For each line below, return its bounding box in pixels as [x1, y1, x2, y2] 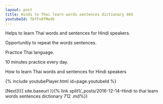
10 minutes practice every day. [5, 59, 69, 65]
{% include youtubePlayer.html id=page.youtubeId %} [5, 78, 117, 85]
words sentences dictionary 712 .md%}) [5, 93, 88, 100]
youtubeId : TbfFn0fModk [5, 16, 55, 21]
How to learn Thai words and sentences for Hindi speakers [5, 69, 127, 75]
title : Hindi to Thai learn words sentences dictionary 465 [5, 12, 134, 17]
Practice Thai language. [5, 49, 54, 55]
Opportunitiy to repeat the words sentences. [5, 40, 97, 46]
